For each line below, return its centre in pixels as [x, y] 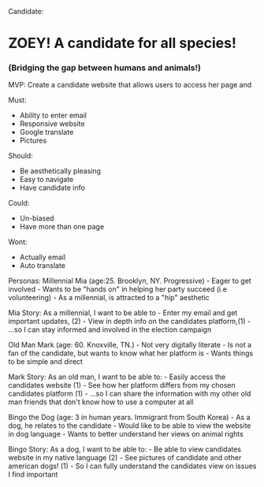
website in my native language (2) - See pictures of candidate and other [125, 458]
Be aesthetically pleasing [60, 171]
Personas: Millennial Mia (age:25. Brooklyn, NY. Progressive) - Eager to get [130, 281]
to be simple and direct [45, 362]
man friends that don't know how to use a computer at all [101, 402]
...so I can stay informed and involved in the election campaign [110, 329]
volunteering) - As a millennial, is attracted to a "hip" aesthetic [109, 298]
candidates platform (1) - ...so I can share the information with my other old [130, 394]
